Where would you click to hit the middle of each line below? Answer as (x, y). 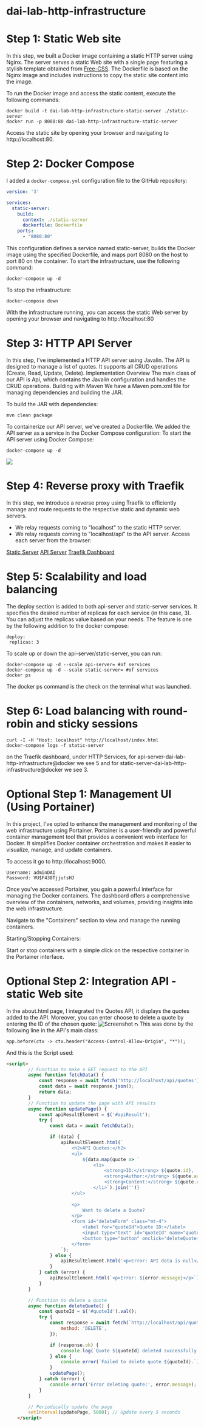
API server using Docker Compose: (50, 439)
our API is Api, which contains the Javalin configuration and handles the (96, 380)
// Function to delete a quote (68, 1300)
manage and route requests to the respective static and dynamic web (93, 509)
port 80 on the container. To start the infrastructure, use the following (93, 261)
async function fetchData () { (66, 1075)
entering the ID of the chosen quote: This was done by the (100, 1024)
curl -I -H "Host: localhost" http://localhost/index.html (83, 740)
